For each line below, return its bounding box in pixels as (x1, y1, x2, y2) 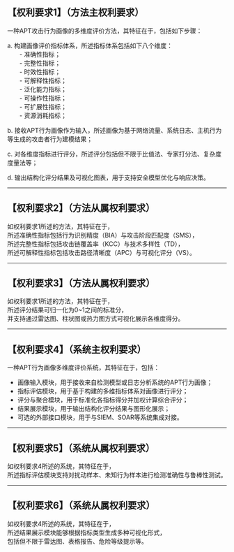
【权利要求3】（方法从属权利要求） (7, 277, 155, 289)
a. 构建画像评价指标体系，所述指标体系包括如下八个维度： (7, 41, 173, 50)
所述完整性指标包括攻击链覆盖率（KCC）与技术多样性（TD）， (7, 240, 185, 248)
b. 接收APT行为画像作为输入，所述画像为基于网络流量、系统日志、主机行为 (7, 126, 222, 134)
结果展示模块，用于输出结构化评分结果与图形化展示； (17, 405, 171, 413)
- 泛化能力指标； (19, 85, 68, 93)
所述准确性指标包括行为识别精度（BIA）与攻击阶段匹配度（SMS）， (7, 231, 198, 239)
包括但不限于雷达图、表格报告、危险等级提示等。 (7, 537, 148, 545)
